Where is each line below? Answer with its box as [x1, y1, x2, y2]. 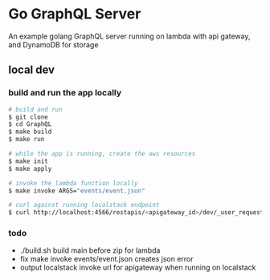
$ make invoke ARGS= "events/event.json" [8, 186, 146, 195]
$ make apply [8, 164, 52, 172]
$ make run [8, 136, 45, 144]
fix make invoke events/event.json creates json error [19, 254, 194, 264]
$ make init [8, 157, 48, 165]
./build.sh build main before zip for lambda [19, 246, 161, 255]
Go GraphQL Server [8, 5, 141, 23]
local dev [8, 63, 55, 77]
